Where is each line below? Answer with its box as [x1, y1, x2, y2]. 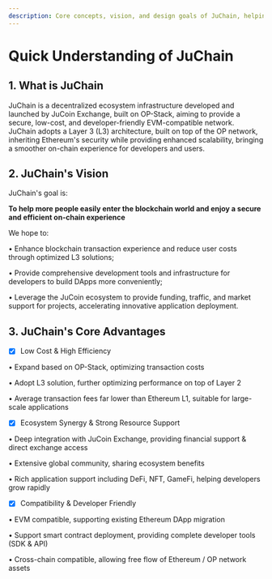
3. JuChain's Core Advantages [8, 325, 166, 338]
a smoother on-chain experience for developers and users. [8, 143, 205, 153]
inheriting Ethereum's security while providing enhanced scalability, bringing [8, 134, 264, 144]
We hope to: [8, 228, 49, 238]
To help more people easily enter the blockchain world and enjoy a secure [8, 204, 261, 214]
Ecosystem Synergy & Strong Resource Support [19, 418, 181, 428]
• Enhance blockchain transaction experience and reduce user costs [8, 244, 237, 253]
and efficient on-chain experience [8, 212, 125, 223]
